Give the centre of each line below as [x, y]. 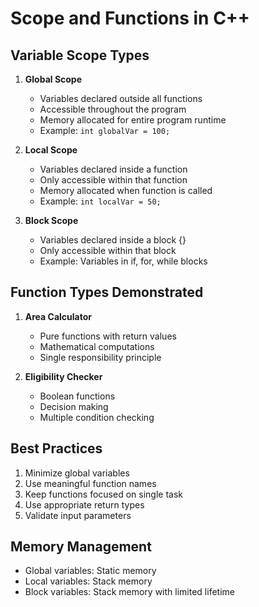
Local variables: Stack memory [88, 581]
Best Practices [56, 448]
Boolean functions [77, 396]
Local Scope [51, 150]
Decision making [74, 406]
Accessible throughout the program [113, 109]
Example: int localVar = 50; [100, 201]
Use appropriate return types [84, 504]
